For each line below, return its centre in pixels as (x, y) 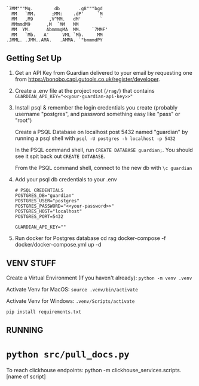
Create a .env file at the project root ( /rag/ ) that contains (85, 90)
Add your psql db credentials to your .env (66, 179)
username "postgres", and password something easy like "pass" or (97, 114)
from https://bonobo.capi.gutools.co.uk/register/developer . (87, 79)
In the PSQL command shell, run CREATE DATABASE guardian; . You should (104, 150)
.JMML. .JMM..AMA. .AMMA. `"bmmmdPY (54, 40)
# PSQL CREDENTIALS (39, 190)
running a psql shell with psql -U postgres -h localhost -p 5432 (95, 138)
